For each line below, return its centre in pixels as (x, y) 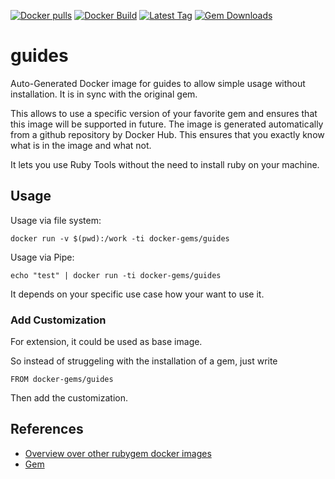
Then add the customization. (69, 398)
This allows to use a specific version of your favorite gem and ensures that (164, 113)
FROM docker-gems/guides (62, 380)
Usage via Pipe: (42, 257)
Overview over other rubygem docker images (118, 453)
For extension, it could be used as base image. (106, 342)
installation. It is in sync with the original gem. (104, 94)
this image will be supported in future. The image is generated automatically (167, 124)
